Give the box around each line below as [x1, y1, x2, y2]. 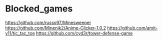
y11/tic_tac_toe [5, 30, 35, 36]
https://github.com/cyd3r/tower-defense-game [35, 30, 133, 36]
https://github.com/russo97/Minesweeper [5, 19, 91, 25]
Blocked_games [5, 3, 73, 14]
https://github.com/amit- [107, 24, 158, 30]
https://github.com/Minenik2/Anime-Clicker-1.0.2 [5, 24, 106, 30]
